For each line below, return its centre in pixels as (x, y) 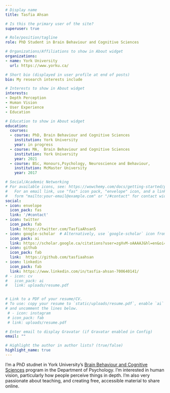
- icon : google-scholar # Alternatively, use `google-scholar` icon (80, 234)
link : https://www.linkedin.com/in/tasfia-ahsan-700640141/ (74, 271)
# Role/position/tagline (31, 38)
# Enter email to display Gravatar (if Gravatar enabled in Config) (79, 332)
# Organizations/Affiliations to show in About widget (64, 52)
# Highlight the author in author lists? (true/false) (64, 345)
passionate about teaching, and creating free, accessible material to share (83, 380)
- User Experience (25, 107)
